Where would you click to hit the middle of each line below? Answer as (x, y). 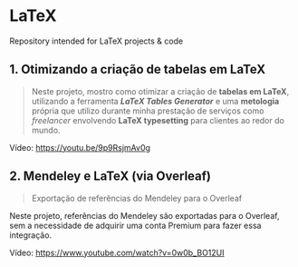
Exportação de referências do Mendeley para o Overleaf (137, 198)
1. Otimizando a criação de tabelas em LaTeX (137, 69)
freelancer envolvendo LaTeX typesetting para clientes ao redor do (158, 120)
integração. (31, 235)
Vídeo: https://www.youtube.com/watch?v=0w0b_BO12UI (117, 252)
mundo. (46, 130)
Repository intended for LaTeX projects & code (96, 41)
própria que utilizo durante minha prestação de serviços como (148, 111)
